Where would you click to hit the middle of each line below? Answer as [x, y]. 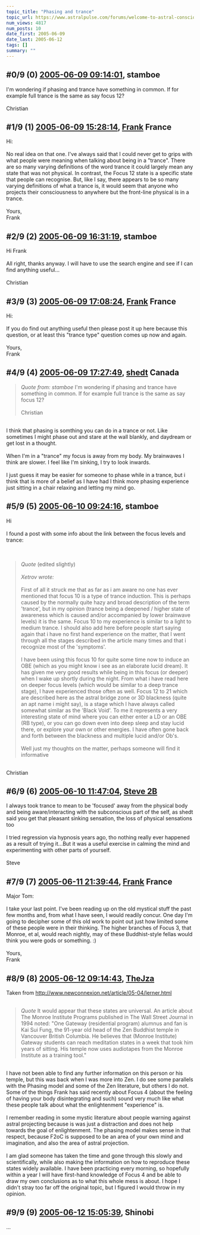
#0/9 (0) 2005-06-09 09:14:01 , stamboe [83, 75]
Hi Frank [16, 251]
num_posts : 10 [24, 28]
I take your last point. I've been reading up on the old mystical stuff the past [99, 909]
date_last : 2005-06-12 [34, 39]
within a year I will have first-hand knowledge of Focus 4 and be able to [94, 1175]
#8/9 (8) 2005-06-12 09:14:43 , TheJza [80, 978]
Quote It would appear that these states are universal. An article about [107, 1011]
